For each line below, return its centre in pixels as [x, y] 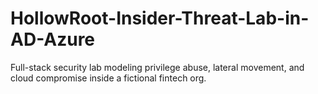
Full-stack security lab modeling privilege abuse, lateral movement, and [157, 67]
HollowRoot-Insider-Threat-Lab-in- [160, 18]
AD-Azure [53, 39]
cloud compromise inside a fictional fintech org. [108, 78]
